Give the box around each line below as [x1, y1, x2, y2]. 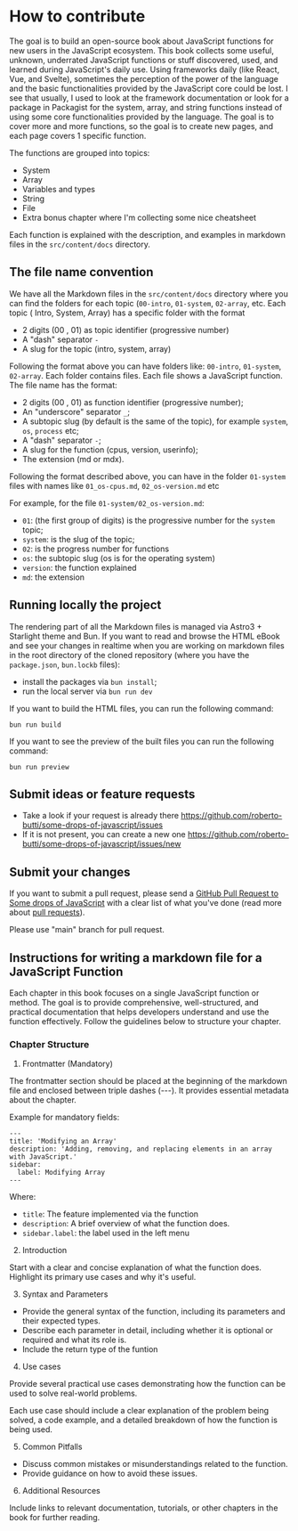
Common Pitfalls [21, 1441, 83, 1453]
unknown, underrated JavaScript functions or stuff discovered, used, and [9, 54, 278, 65]
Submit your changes [9, 864, 131, 879]
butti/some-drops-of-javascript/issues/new [21, 839, 181, 850]
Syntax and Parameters [21, 1289, 109, 1299]
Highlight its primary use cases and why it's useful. [9, 1272, 197, 1283]
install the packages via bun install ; [21, 676, 157, 687]
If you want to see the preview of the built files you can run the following [9, 736, 274, 746]
